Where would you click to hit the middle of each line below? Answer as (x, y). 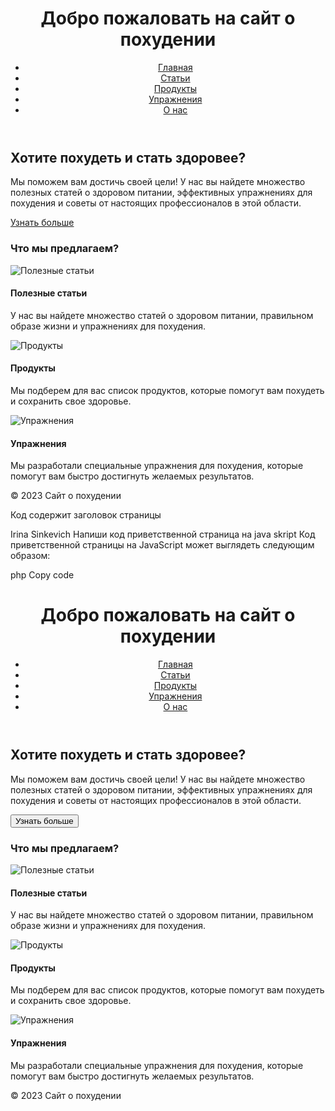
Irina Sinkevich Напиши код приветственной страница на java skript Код (163, 534)
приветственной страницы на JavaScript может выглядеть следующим (162, 545)
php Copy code (42, 575)
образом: (30, 556)
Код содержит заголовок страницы (86, 515)
